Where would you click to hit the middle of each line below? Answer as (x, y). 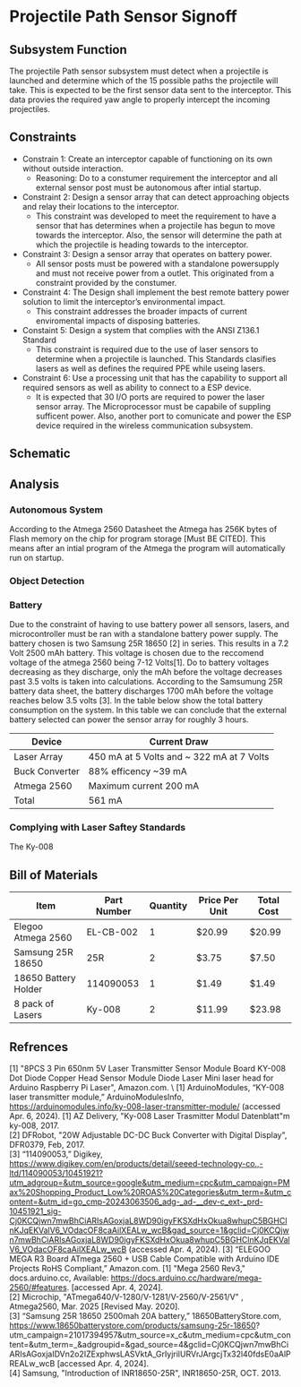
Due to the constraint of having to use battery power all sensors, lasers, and (149, 625)
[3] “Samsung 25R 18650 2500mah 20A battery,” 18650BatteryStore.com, (146, 1316)
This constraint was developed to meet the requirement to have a (156, 216)
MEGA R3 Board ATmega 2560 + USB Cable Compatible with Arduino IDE (145, 1259)
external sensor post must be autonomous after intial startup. (148, 187)
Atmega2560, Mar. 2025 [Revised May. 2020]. (95, 1306)
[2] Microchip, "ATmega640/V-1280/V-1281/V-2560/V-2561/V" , (126, 1297)
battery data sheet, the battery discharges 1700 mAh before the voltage (142, 691)
